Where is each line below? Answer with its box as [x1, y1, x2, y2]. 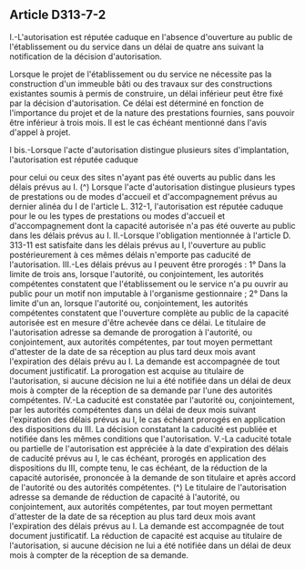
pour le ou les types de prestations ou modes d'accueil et [9, 210, 226, 222]
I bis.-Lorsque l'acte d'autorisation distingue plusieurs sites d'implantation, [9, 144, 290, 155]
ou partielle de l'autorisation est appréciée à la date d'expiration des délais [9, 442, 289, 454]
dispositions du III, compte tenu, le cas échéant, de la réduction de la [9, 462, 268, 473]
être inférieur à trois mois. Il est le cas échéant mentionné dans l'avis [9, 117, 267, 128]
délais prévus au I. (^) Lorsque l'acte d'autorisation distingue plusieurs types [9, 181, 296, 192]
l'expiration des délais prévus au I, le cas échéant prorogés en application [9, 414, 286, 425]
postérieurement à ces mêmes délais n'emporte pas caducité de [9, 249, 251, 260]
